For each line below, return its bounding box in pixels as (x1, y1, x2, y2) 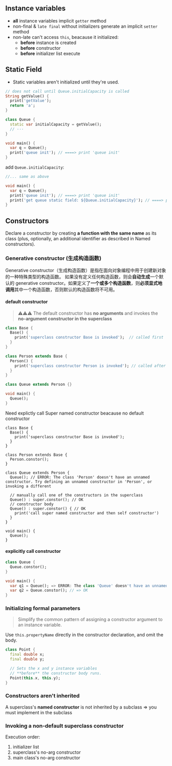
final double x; (10, 652, 45, 657)
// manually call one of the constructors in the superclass (10, 492, 143, 498)
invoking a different (5, 484, 52, 489)
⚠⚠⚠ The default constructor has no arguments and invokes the (17, 310, 158, 316)
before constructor (20, 45, 61, 51)
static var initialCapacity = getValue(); (10, 121, 102, 127)
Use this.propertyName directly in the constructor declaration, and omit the (5, 632, 164, 638)
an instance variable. (17, 622, 62, 628)
